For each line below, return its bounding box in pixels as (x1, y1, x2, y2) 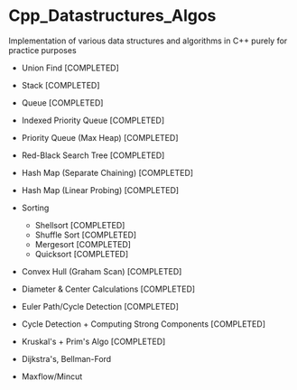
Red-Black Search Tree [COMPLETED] (21, 150, 165, 161)
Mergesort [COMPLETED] (34, 238, 132, 249)
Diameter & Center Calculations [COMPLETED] (21, 283, 196, 294)
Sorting (21, 202, 50, 213)
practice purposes (8, 44, 78, 55)
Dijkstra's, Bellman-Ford (21, 353, 112, 364)
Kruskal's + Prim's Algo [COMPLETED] (21, 336, 166, 347)
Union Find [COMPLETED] (21, 62, 119, 73)
